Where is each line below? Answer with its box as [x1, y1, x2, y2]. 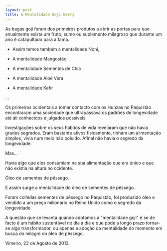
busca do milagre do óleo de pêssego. [5, 230, 84, 236]
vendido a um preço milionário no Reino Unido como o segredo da [5, 199, 141, 205]
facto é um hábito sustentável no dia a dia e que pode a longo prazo [5, 219, 145, 225]
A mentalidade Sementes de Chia [12, 65, 81, 71]
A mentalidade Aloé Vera [12, 75, 64, 81]
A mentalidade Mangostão [12, 55, 67, 61]
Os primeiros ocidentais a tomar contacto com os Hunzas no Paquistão [5, 104, 152, 110]
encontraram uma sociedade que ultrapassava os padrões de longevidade [5, 109, 158, 115]
